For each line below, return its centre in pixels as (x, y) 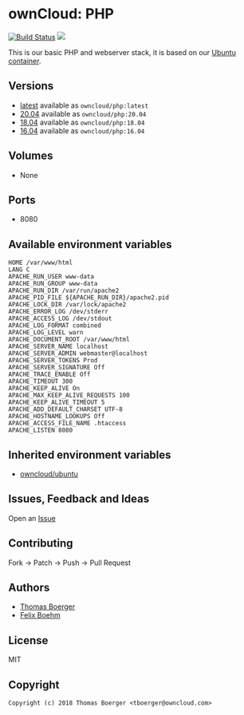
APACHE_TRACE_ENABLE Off (49, 375)
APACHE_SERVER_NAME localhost (59, 347)
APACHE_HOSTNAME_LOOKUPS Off (57, 417)
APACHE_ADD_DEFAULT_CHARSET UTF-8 (66, 409)
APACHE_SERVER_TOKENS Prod (53, 361)
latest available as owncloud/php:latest (84, 105)
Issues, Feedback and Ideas (79, 499)
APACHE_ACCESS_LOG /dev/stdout (60, 319)
